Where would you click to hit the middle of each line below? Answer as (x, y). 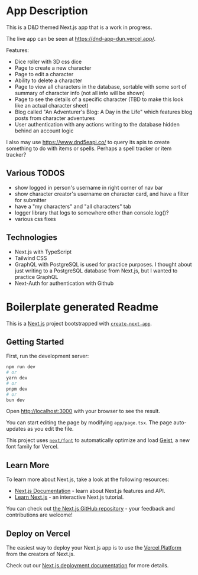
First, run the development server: (48, 356)
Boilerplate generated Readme (82, 307)
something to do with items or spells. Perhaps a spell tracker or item (89, 148)
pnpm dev (17, 389)
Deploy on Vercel (38, 533)
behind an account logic (44, 131)
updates (16, 429)
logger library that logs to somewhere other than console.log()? (92, 212)
